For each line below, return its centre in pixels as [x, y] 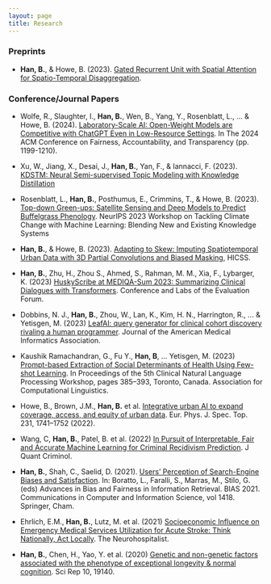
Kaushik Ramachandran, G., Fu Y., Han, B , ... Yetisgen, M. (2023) [127, 356]
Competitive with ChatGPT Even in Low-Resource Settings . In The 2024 [140, 133]
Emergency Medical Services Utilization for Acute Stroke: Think [125, 531]
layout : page [30, 16]
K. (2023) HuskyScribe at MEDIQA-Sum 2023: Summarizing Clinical [133, 282]
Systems [35, 233]
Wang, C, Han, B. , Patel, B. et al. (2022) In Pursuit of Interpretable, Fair [137, 439]
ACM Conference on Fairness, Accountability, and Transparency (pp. [135, 142]
